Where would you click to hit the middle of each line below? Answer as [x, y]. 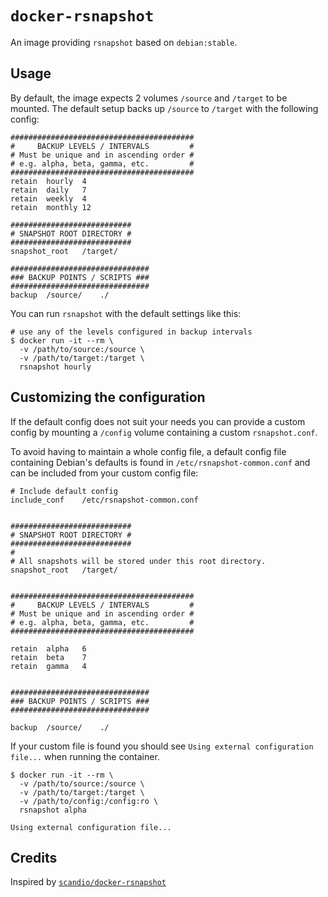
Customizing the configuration [108, 397]
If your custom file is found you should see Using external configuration [162, 746]
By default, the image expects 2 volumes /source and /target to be [149, 98]
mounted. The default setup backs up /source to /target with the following [164, 108]
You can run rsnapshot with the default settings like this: [126, 313]
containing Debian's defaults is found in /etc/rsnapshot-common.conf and [160, 462]
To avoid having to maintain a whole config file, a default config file [148, 451]
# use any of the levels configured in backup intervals [131, 332]
